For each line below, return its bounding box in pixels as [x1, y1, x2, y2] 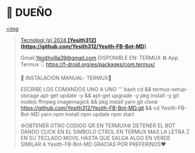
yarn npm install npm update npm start [40, 110, 135, 117]
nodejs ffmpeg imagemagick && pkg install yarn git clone [20, 98, 158, 105]
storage [20, 91, 39, 99]
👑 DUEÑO [6, 6, 53, 19]
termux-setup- [152, 86, 189, 93]
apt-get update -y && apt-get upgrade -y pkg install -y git [40, 91, 179, 99]
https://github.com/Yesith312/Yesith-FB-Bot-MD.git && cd [20, 104, 160, 111]
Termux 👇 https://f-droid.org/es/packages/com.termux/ [20, 60, 155, 67]
